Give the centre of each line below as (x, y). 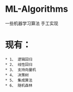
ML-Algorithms (36, 9)
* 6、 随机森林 (19, 85)
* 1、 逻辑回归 (19, 59)
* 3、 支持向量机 (20, 70)
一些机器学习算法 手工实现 (32, 23)
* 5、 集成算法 (19, 80)
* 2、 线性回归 (19, 64)
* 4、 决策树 (17, 75)
